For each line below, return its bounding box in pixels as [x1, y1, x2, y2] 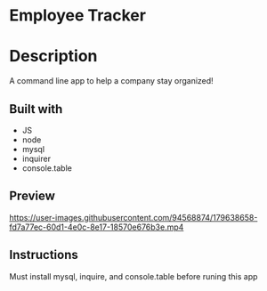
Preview [9, 189, 56, 204]
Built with [9, 101, 63, 117]
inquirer [21, 153, 52, 164]
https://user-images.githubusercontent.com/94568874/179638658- [9, 212, 258, 222]
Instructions [9, 247, 78, 263]
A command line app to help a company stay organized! [9, 76, 214, 86]
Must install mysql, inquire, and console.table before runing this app [9, 271, 258, 281]
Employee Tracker [9, 5, 147, 26]
